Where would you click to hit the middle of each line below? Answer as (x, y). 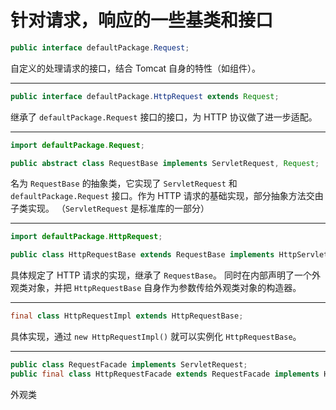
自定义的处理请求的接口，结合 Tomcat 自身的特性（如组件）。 (136, 68)
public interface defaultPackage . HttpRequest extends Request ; (145, 96)
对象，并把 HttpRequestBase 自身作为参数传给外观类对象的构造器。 (164, 288)
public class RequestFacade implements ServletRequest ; (129, 365)
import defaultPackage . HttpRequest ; (86, 237)
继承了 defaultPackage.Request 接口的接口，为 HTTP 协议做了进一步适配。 (164, 117)
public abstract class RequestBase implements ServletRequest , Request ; (165, 163)
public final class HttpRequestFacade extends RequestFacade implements (165, 374)
